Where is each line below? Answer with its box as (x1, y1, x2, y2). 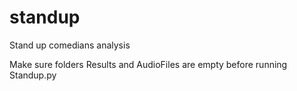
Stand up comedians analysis (9, 39, 131, 51)
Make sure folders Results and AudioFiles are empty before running (9, 58, 288, 70)
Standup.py (9, 69, 57, 81)
